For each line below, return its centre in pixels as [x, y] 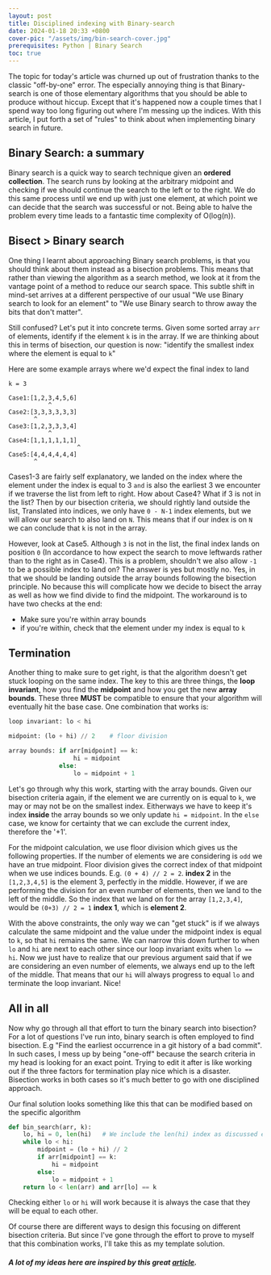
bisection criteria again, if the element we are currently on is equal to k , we [132, 797]
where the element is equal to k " [62, 353]
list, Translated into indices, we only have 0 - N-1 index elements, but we [130, 510]
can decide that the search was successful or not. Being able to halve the [130, 207]
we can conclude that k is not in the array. [78, 528]
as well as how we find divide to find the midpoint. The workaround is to [128, 595]
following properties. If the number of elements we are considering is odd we [135, 856]
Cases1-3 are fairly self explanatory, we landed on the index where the [125, 476]
